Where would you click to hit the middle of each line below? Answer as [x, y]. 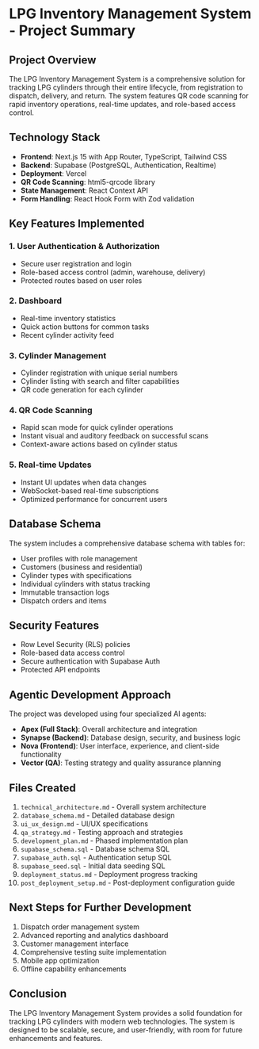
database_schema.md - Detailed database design [97, 815]
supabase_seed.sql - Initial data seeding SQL [93, 866]
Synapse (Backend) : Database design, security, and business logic [130, 737]
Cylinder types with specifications [76, 575]
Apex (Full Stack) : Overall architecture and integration [109, 729]
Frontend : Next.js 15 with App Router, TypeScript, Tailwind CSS [124, 156]
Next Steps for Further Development [101, 907]
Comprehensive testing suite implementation [93, 951]
